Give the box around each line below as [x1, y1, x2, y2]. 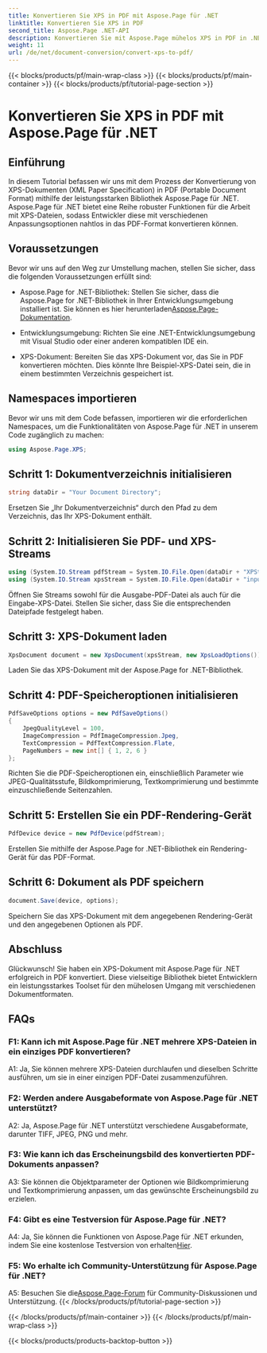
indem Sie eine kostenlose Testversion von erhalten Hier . [8, 1241, 192, 1250]
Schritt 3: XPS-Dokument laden [8, 630, 168, 644]
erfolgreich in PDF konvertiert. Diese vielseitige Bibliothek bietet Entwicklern [8, 972, 257, 982]
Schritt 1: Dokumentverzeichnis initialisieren [8, 467, 232, 480]
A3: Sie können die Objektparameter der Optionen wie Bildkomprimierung [8, 1177, 249, 1186]
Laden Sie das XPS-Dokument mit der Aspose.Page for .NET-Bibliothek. [8, 665, 244, 675]
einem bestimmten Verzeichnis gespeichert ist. [19, 368, 174, 378]
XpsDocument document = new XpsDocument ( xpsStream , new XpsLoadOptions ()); [8, 651, 265, 659]
